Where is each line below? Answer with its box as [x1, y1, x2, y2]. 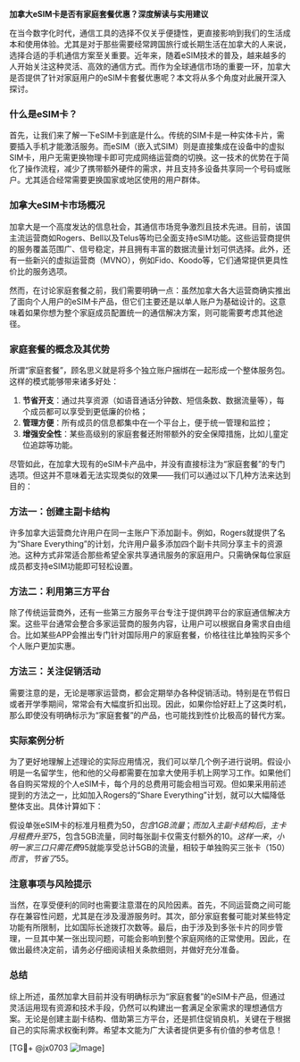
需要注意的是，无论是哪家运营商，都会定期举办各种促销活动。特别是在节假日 [9, 687, 291, 698]
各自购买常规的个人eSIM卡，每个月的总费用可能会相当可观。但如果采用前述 [9, 779, 287, 790]
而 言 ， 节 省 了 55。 [9, 853, 74, 865]
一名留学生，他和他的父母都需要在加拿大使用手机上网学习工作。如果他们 [24, 767, 291, 778]
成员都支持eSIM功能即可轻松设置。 [9, 561, 138, 572]
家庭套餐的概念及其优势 [9, 343, 110, 355]
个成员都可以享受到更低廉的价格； [21, 406, 148, 416]
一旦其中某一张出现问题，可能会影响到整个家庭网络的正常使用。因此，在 [24, 933, 291, 944]
